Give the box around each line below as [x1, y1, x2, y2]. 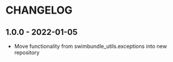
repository [14, 49, 40, 56]
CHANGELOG [5, 4, 73, 17]
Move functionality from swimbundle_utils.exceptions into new [14, 43, 167, 50]
